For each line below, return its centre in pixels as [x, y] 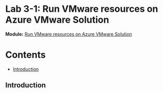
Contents [26, 55]
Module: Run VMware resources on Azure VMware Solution [69, 34]
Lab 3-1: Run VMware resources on [82, 9]
